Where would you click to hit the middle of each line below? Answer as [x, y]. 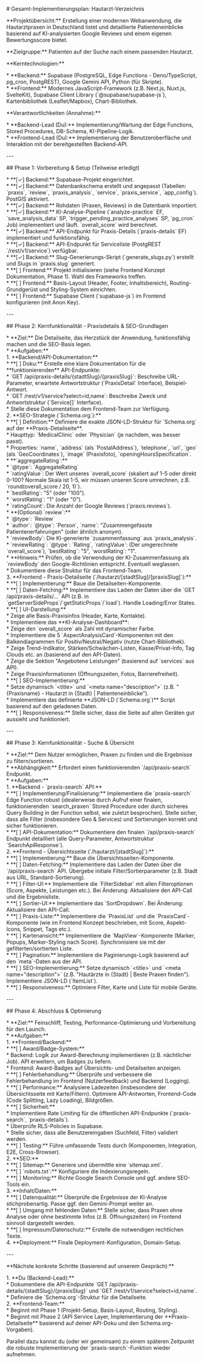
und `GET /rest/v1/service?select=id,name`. [143, 1291]
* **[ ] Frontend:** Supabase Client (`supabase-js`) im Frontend [86, 296]
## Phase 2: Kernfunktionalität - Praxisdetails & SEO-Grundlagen [87, 326]
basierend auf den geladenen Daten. [52, 706]
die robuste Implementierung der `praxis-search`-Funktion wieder [89, 1348]
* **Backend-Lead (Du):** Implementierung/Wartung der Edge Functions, [100, 125]
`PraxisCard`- [173, 916]
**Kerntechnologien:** [36, 64]
